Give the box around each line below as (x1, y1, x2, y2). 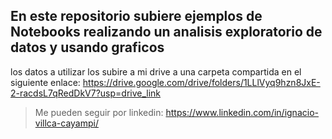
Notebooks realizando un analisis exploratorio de (10, 24, 323, 41)
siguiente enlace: (10, 76, 81, 88)
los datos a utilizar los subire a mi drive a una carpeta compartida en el (10, 65, 302, 78)
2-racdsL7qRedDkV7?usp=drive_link (10, 87, 162, 99)
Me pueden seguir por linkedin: (34, 106, 164, 118)
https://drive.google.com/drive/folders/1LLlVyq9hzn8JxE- (82, 76, 321, 88)
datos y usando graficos (10, 39, 165, 56)
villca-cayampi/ (34, 117, 99, 129)
